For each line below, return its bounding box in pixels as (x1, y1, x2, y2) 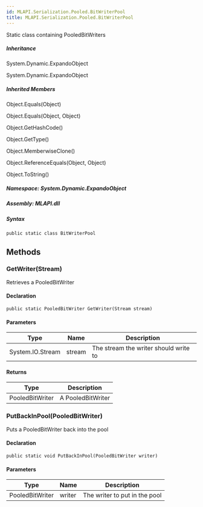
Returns (6, 368, 27, 375)
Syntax (6, 215, 25, 222)
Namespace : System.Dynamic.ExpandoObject (6, 185, 127, 192)
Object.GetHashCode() (6, 124, 63, 132)
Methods (6, 247, 41, 257)
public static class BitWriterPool (6, 231, 96, 237)
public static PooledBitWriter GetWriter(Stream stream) (6, 306, 153, 312)
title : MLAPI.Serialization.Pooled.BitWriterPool (6, 14, 134, 21)
